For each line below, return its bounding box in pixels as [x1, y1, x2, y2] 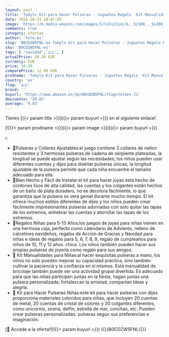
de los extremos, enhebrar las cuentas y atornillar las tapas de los [12, 209, 149, 215]
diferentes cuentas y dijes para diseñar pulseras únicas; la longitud [12, 161, 152, 167]
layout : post [5, 7, 33, 13]
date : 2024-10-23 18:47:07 [5, 17, 62, 22]
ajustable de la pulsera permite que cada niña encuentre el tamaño [12, 166, 151, 173]
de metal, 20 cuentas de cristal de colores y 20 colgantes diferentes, [12, 301, 155, 307]
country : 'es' [5, 78, 35, 83]
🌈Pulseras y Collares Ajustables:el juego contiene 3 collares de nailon [12, 145, 157, 151]
